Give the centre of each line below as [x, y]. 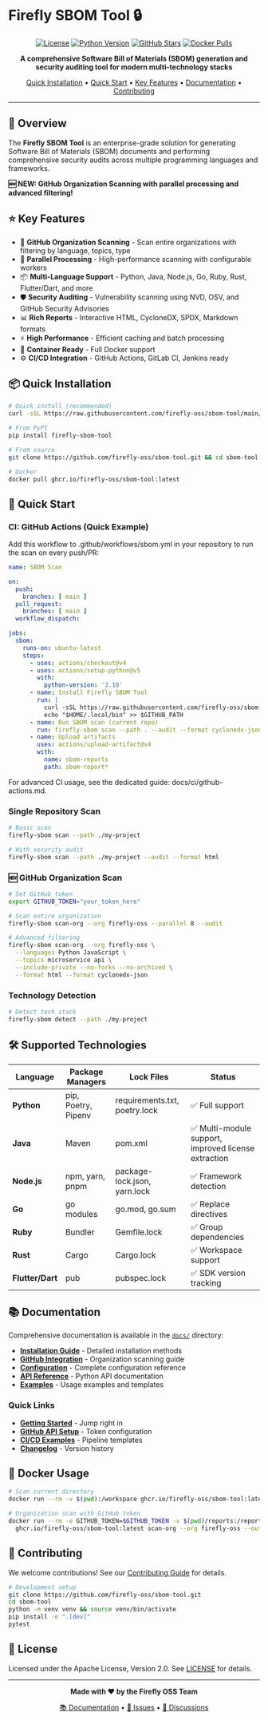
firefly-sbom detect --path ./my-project [78, 1019]
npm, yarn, [85, 1176]
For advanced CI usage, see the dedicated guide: [89, 782]
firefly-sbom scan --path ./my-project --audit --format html [114, 857]
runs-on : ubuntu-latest [62, 648]
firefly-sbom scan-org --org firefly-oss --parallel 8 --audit [116, 923]
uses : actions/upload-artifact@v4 [94, 745]
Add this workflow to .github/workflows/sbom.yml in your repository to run [131, 545]
